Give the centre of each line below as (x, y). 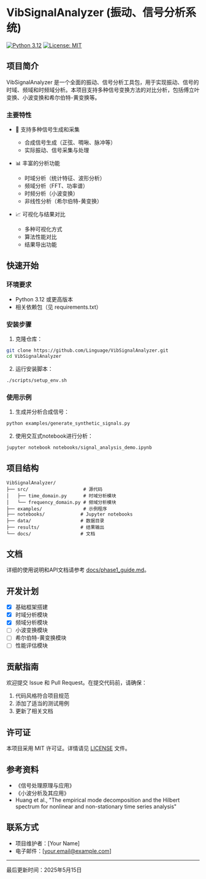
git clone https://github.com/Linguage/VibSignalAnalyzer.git (87, 350)
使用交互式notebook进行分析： (54, 436)
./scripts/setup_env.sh (37, 380)
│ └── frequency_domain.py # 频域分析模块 (61, 502)
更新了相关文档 (34, 711)
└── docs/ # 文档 (51, 534)
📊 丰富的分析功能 (37, 163)
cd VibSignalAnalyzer (34, 356)
